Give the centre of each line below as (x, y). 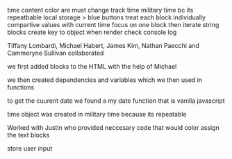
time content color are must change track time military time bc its (100, 10)
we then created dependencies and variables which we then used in (105, 80)
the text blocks (28, 135)
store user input (30, 148)
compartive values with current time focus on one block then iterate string (113, 25)
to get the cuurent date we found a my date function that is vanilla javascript (116, 101)
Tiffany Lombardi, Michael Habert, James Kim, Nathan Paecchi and (103, 45)
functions (21, 87)
